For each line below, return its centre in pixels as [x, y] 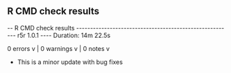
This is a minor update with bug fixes [70, 62]
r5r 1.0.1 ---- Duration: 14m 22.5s [64, 35]
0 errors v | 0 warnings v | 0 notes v [58, 48]
